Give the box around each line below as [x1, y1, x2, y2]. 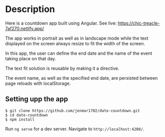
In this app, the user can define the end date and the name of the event [5, 50, 152, 56]
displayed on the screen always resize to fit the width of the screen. [5, 40, 145, 46]
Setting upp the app [5, 95, 68, 103]
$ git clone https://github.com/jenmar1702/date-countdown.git [5, 108, 140, 113]
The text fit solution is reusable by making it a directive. [5, 65, 119, 71]
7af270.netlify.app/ [5, 25, 44, 31]
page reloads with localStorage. [5, 80, 71, 86]
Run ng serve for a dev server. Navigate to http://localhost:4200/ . [5, 125, 144, 131]
